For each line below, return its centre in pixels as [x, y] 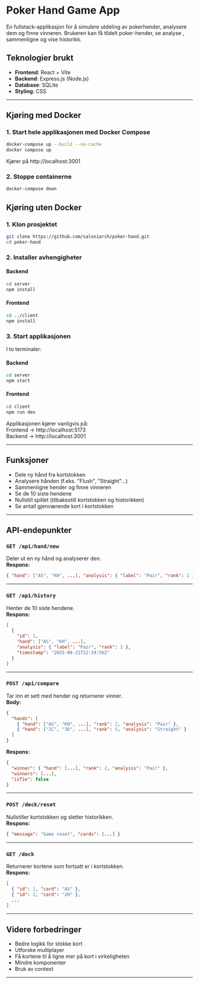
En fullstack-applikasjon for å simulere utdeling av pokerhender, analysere [97, 27]
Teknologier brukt [40, 58]
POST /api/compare [33, 683]
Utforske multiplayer [39, 950]
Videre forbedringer [44, 929]
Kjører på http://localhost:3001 [44, 161]
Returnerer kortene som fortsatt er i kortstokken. [65, 866]
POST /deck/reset [31, 805]
